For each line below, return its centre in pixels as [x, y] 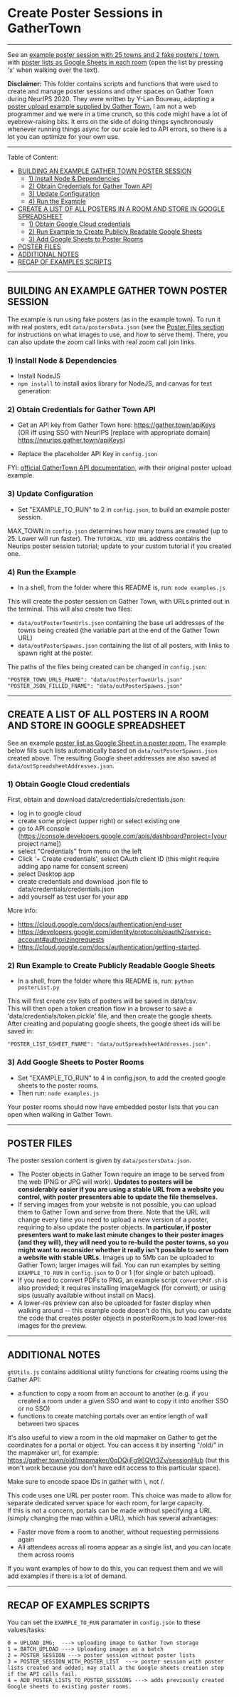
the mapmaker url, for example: [53, 1453]
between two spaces [48, 1424]
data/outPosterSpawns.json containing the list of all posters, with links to [123, 645]
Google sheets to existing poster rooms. [70, 1687]
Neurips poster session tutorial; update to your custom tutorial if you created [119, 546]
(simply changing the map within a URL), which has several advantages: [113, 1518]
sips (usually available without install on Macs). [86, 1296]
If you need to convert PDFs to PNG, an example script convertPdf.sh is [123, 1280]
